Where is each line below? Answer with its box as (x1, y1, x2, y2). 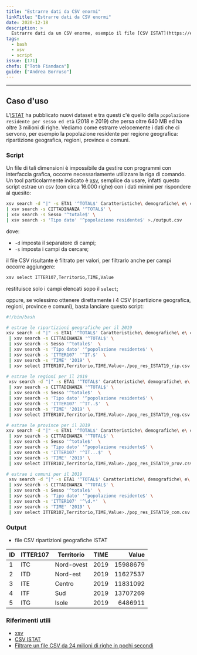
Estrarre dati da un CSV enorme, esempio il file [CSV (11, 31, 148, 36)
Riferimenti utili (6, 616, 51, 624)
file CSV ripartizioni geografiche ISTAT (14, 536, 108, 543)
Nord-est (55, 570, 81, 578)
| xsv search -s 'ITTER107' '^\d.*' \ (8, 498, 107, 504)
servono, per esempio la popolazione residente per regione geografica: (6, 130, 179, 137)
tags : (6, 36, 19, 42)
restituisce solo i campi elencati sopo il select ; (6, 285, 118, 292)
